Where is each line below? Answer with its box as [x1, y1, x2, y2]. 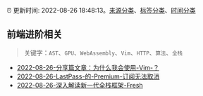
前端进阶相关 [6, 29, 63, 41]
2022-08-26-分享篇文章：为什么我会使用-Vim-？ [16, 63, 159, 71]
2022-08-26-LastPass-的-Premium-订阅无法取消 [16, 72, 160, 81]
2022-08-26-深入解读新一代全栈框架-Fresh [16, 81, 143, 89]
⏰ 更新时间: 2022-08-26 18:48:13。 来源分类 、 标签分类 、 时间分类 [6, 6, 196, 14]
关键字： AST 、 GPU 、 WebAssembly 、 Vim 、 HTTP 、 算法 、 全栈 [23, 48, 183, 57]
